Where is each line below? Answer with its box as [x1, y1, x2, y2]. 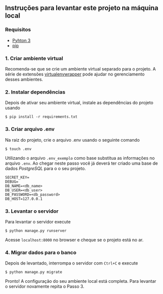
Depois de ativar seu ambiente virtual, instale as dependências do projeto [5, 100, 153, 106]
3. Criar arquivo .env [5, 126, 55, 133]
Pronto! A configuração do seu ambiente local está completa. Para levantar [5, 278, 157, 284]
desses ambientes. [5, 76, 43, 82]
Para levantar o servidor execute [5, 219, 71, 224]
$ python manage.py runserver [5, 228, 67, 233]
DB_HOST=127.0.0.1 [5, 196, 43, 201]
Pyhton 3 [12, 37, 31, 43]
